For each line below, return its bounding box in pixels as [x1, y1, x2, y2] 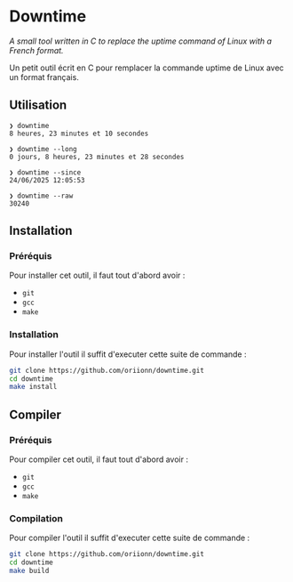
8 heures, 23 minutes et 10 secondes [9, 129, 149, 138]
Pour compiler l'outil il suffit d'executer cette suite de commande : [9, 532, 250, 544]
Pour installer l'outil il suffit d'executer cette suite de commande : [9, 349, 247, 360]
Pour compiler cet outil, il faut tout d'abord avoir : [9, 454, 189, 465]
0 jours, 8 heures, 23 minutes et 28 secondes [9, 152, 185, 161]
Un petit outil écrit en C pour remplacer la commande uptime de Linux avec [9, 62, 284, 73]
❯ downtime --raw [9, 191, 74, 200]
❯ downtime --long [9, 144, 77, 153]
